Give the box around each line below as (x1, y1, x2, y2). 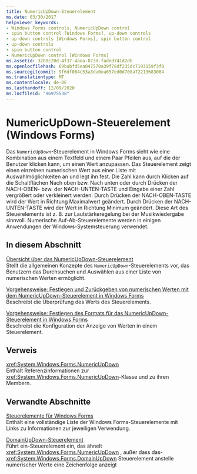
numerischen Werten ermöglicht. (6, 274, 86, 281)
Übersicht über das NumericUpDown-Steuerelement (6, 255, 133, 262)
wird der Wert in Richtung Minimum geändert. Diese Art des (44, 204, 188, 211)
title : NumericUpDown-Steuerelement (6, 8, 96, 15)
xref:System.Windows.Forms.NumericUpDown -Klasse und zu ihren (6, 373, 169, 380)
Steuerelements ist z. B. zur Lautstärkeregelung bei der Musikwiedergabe (6, 210, 184, 218)
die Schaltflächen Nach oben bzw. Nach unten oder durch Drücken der (6, 179, 178, 186)
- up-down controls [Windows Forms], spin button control (6, 36, 151, 42)
